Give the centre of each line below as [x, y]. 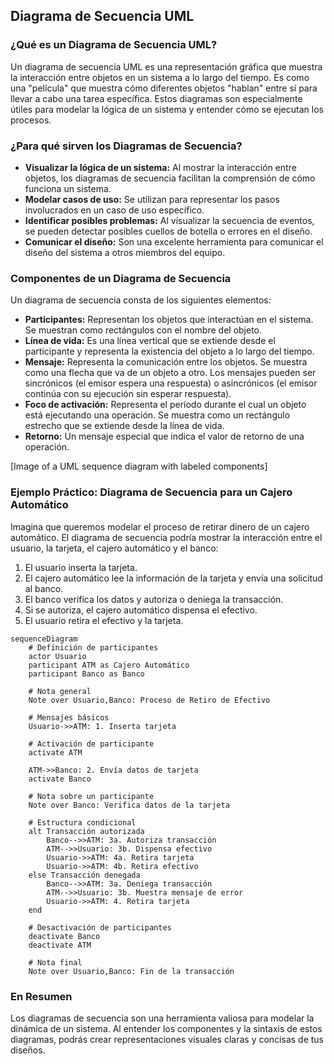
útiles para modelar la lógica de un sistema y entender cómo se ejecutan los [167, 109]
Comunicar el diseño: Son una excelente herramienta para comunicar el [174, 241]
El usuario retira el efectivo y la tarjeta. [104, 620]
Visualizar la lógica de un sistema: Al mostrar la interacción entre [160, 167]
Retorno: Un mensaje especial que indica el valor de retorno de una [164, 436]
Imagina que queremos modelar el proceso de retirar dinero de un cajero [160, 526]
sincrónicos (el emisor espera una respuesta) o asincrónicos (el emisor [171, 383]
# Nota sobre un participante [91, 796]
